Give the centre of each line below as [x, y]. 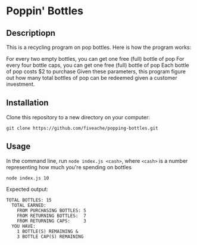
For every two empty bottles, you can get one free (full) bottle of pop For [95, 59]
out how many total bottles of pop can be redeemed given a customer [92, 78]
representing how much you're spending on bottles [69, 167]
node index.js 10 [28, 178]
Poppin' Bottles [45, 11]
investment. [21, 84]
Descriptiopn [31, 33]
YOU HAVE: [24, 226]
